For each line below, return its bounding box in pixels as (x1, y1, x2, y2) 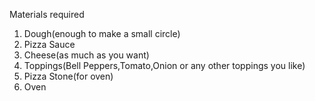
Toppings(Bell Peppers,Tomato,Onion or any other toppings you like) (23, 60, 306, 71)
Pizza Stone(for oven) (23, 70, 114, 82)
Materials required (9, 9, 85, 20)
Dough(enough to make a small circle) (23, 28, 181, 39)
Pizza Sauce (23, 39, 76, 50)
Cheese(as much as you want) (23, 49, 150, 61)
